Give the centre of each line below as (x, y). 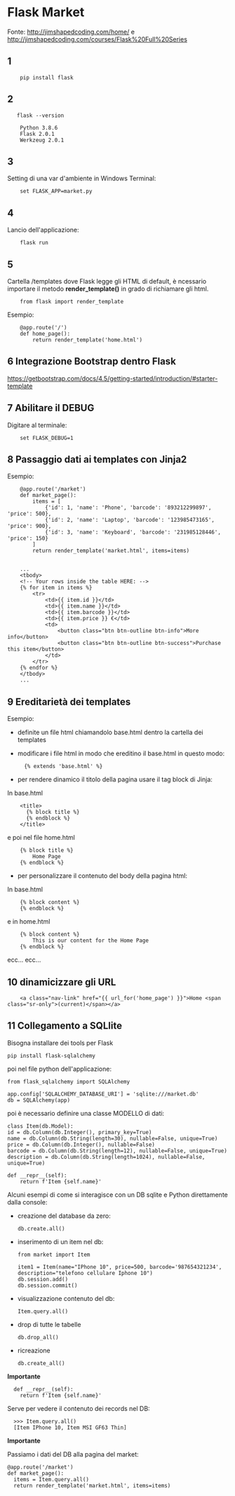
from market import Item (54, 1255)
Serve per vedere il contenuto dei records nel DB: (79, 1408)
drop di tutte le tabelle (49, 1324)
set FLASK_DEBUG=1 (47, 438)
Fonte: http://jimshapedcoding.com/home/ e (71, 32)
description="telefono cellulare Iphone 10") (85, 1273)
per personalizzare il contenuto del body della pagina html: (102, 876)
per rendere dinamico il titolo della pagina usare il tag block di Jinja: (115, 779)
